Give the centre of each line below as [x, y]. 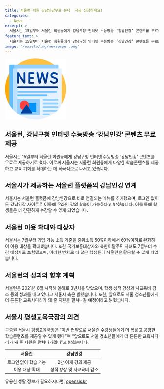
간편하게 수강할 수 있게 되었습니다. [56, 210]
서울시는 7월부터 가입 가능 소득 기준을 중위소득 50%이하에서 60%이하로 [74, 240]
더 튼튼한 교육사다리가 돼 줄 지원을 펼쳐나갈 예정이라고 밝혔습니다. [68, 300]
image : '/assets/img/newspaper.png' [42, 46]
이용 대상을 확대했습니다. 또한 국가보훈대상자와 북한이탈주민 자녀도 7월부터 [81, 246]
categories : [17, 15]
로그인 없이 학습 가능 [27, 362]
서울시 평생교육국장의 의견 [42, 317]
